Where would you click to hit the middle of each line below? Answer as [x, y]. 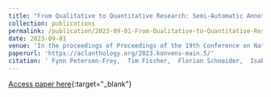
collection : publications [52, 23]
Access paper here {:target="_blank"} [70, 84]
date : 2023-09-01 [38, 38]
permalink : [27, 31]
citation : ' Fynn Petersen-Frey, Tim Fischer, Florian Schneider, [126, 61]
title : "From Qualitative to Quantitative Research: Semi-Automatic [126, 16]
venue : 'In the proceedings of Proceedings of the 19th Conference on [129, 46]
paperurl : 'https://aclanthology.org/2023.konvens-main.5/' [112, 53]
